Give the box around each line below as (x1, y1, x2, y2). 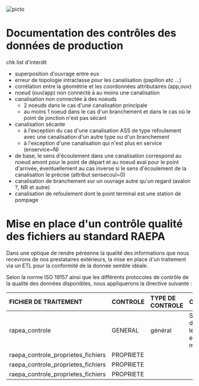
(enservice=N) (23, 145, 59, 153)
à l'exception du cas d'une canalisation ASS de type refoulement (23, 126, 182, 134)
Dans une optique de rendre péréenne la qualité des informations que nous (6, 249, 190, 257)
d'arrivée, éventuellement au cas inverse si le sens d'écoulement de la (14, 164, 187, 172)
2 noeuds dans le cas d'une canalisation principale (23, 102, 148, 109)
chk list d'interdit (6, 58, 47, 65)
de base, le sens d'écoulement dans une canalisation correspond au (14, 152, 182, 159)
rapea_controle (9, 326, 52, 334)
